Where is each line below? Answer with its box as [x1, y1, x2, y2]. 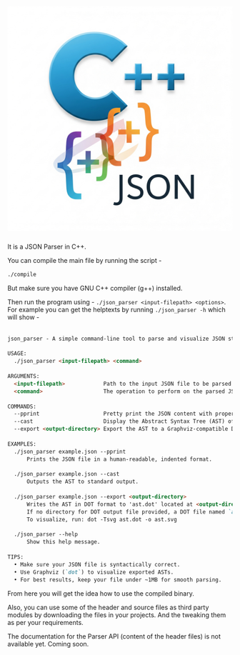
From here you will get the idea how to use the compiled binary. [7, 589, 194, 598]
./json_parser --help [14, 531, 79, 538]
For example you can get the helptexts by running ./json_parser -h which [7, 305, 226, 314]
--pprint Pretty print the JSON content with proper [14, 410, 235, 418]
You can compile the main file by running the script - [7, 256, 162, 264]
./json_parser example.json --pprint [14, 448, 126, 455]
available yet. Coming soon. [7, 639, 89, 648]
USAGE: [7, 350, 27, 357]
